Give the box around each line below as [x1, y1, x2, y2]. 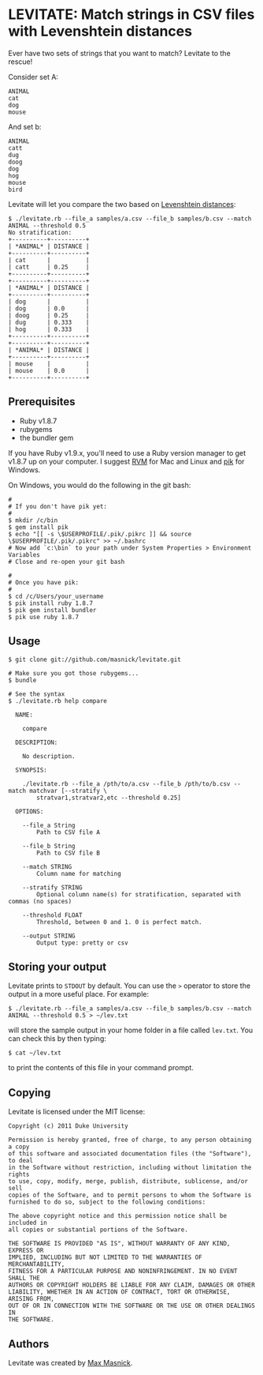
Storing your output [8, 960, 107, 973]
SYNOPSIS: [15, 766, 47, 774]
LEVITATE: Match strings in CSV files [8, 6, 255, 24]
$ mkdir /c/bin [8, 516, 58, 524]
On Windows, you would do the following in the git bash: [8, 480, 191, 490]
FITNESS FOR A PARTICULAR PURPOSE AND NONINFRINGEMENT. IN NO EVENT [8, 1268, 238, 1275]
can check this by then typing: [8, 1034, 106, 1043]
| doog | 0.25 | [8, 311, 90, 319]
